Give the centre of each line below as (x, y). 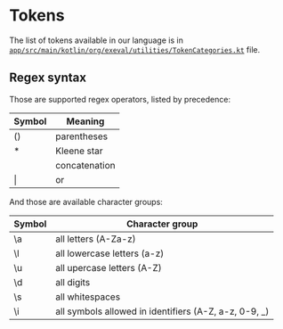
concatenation (85, 165)
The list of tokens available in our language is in (97, 40)
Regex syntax (48, 78)
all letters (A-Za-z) (95, 239)
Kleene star (79, 151)
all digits (73, 282)
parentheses (81, 136)
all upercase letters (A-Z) (108, 267)
